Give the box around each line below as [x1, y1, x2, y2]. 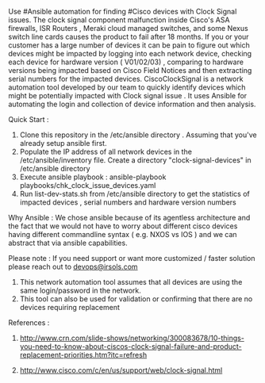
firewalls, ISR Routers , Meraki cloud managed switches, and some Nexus [8, 24, 248, 33]
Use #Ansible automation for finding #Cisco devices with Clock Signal [8, 7, 237, 16]
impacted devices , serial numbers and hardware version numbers [19, 197, 236, 207]
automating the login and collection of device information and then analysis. [8, 99, 256, 109]
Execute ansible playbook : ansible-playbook [19, 172, 167, 182]
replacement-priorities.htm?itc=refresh [19, 350, 148, 359]
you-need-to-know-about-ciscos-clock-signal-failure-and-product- [19, 342, 242, 351]
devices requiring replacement [19, 303, 121, 312]
